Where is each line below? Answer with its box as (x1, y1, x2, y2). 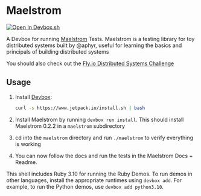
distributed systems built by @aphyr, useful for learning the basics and (6, 42, 182, 49)
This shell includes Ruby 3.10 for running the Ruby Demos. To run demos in (6, 170, 193, 177)
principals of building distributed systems (6, 48, 109, 55)
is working (14, 140, 41, 148)
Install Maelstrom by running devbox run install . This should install (14, 116, 184, 123)
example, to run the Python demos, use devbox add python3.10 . (6, 183, 164, 190)
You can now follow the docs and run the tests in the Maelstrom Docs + (14, 152, 193, 159)
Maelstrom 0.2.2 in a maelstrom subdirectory (14, 122, 126, 130)
